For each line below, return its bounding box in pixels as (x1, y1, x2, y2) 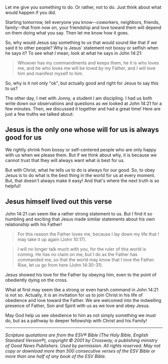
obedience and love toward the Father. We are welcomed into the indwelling (5, 297, 161, 303)
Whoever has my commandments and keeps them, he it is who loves (17, 60, 159, 65)
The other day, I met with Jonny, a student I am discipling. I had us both (5, 95, 152, 101)
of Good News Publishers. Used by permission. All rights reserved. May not (5, 342, 161, 348)
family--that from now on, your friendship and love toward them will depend (5, 24, 161, 30)
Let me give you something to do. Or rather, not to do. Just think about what (5, 4, 161, 10)
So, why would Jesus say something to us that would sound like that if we (5, 39, 157, 45)
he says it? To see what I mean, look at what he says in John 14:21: (5, 50, 142, 56)
